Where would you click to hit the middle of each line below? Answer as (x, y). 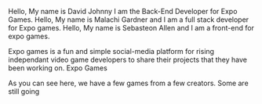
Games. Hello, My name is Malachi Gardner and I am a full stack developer (129, 20)
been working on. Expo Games (58, 68)
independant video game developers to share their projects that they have (127, 59)
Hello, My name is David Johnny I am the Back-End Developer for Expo (123, 11)
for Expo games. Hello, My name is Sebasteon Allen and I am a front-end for (131, 28)
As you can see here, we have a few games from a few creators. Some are (128, 83)
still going (24, 91)
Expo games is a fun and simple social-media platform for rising (111, 51)
